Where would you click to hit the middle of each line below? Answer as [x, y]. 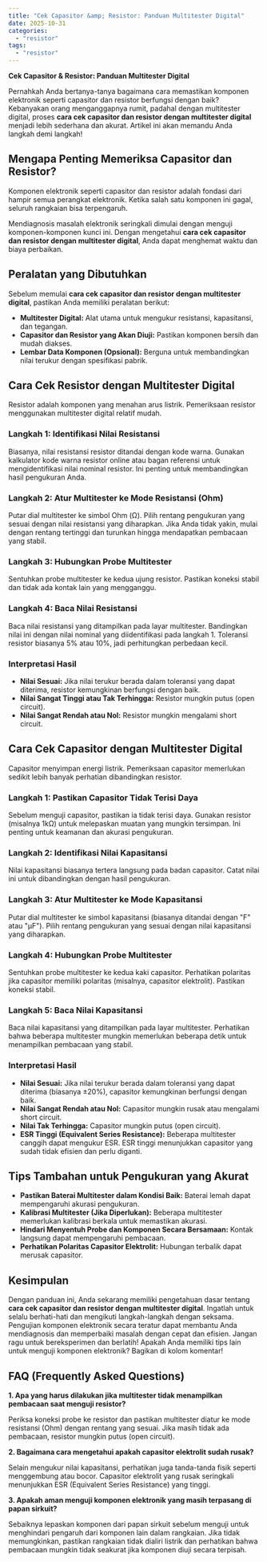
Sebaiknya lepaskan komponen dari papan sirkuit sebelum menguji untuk [129, 1524]
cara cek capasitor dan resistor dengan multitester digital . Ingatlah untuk [131, 1309]
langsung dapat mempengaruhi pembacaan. [93, 1238]
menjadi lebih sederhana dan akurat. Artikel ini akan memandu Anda [121, 125]
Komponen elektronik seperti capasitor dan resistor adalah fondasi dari [125, 191]
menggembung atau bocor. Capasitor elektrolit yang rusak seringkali [121, 1475]
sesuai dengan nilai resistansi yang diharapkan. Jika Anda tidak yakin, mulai [133, 524]
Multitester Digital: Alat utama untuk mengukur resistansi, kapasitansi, [136, 318]
